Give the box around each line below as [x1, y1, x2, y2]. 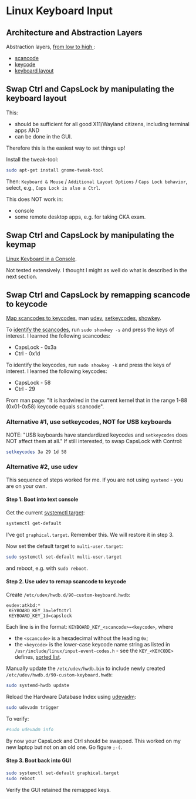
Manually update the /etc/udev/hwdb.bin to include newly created [6, 665, 165, 672]
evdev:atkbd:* [6, 602, 41, 608]
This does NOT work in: [6, 196, 63, 203]
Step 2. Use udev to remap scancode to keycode [6, 578, 127, 585]
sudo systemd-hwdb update [6, 682, 69, 688]
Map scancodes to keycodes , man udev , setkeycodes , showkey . [6, 315, 161, 322]
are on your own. [6, 482, 47, 490]
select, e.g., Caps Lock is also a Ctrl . [6, 184, 101, 191]
